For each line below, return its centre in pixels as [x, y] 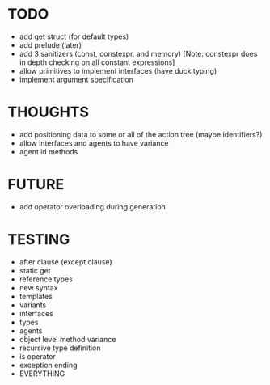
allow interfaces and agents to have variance [94, 143]
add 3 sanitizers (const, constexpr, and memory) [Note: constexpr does [138, 53]
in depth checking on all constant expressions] [97, 62]
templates [36, 296]
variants [33, 305]
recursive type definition [60, 348]
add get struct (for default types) [74, 36]
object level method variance [67, 339]
